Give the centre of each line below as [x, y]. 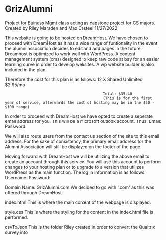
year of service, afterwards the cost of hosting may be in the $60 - [80, 102]
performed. [17, 217]
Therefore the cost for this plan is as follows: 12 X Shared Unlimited [74, 79]
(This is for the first [128, 98]
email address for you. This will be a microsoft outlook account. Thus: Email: [83, 121]
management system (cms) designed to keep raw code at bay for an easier [82, 59]
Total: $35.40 [118, 94]
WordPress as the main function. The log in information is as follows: [75, 172]
